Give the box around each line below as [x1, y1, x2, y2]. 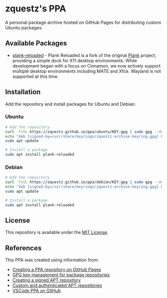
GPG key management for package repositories [12, 272, 110, 278]
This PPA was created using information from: [5, 257, 99, 263]
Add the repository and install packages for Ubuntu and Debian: [5, 101, 136, 107]
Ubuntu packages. [5, 24, 43, 30]
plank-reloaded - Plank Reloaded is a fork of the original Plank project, [12, 52, 157, 58]
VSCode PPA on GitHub [12, 288, 61, 294]
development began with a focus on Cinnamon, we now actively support [12, 63, 161, 69]
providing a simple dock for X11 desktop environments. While [12, 58, 138, 64]
